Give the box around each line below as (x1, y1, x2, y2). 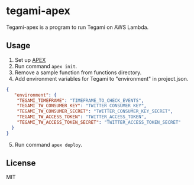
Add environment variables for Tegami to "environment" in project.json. (14, 75, 189, 82)
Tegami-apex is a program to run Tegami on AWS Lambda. (6, 24, 149, 31)
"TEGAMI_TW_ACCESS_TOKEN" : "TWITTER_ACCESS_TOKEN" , (17, 114, 147, 120)
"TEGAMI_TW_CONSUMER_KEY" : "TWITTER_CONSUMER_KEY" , (17, 103, 147, 109)
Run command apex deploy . (14, 141, 83, 148)
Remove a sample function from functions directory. (14, 69, 142, 76)
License (6, 158, 36, 169)
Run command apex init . (14, 62, 77, 70)
